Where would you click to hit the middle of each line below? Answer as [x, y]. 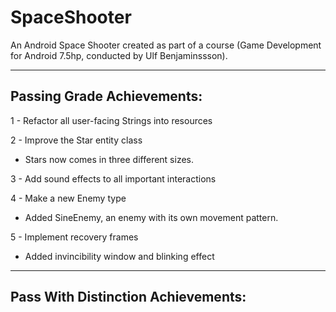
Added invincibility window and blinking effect [119, 256]
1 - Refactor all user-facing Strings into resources [111, 120]
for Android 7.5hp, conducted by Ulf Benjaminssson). [119, 55]
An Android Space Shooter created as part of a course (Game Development [166, 45]
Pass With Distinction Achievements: [128, 297]
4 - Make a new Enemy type [68, 198]
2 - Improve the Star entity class [76, 140]
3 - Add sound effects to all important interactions [113, 178]
